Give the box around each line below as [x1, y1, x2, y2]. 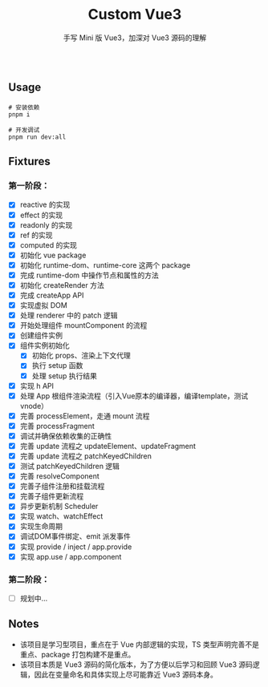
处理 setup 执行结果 [31, 370, 98, 381]
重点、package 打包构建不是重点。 [19, 649, 136, 659]
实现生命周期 [19, 522, 63, 531]
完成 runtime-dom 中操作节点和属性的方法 [19, 270, 159, 280]
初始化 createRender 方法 [19, 280, 104, 289]
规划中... [19, 593, 48, 603]
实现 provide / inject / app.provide [19, 542, 132, 552]
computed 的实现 [19, 240, 78, 249]
